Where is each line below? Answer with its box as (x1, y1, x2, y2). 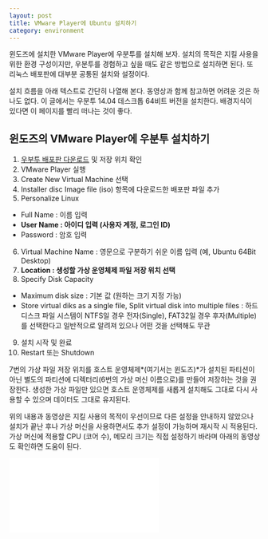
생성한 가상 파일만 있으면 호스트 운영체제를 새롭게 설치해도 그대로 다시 (32, 385, 250, 394)
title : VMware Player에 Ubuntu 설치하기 (9, 19, 137, 27)
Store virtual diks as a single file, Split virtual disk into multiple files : (20, 301, 244, 311)
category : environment (9, 26, 85, 34)
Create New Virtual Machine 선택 (20, 175, 128, 184)
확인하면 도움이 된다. (17, 442, 82, 451)
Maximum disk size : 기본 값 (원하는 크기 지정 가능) (20, 291, 182, 300)
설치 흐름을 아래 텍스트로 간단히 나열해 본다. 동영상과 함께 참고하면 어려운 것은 (9, 86, 252, 96)
